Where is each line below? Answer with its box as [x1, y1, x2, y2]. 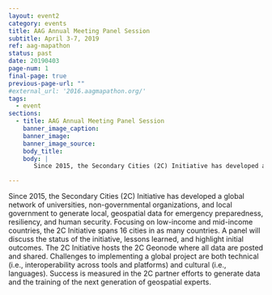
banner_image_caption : [23, 124, 100, 133]
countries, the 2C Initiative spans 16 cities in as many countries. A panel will [8, 225, 261, 235]
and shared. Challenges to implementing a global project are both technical [8, 251, 259, 261]
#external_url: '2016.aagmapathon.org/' [8, 86, 147, 95]
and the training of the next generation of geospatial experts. [8, 277, 212, 287]
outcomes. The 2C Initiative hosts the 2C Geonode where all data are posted [8, 243, 264, 253]
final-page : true [8, 72, 67, 80]
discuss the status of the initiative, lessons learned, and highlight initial [8, 234, 244, 244]
